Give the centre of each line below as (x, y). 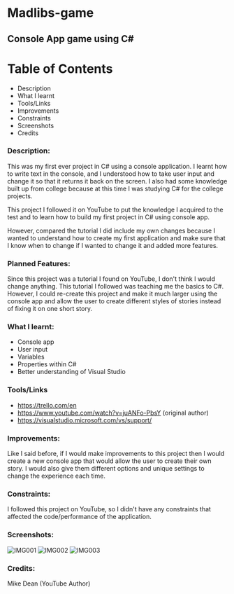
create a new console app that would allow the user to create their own (109, 461)
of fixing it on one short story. (50, 309)
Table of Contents (60, 69)
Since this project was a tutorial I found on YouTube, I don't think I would (111, 279)
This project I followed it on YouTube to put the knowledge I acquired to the (115, 209)
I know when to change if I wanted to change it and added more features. (113, 245)
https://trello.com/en (47, 405)
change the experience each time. (57, 476)
